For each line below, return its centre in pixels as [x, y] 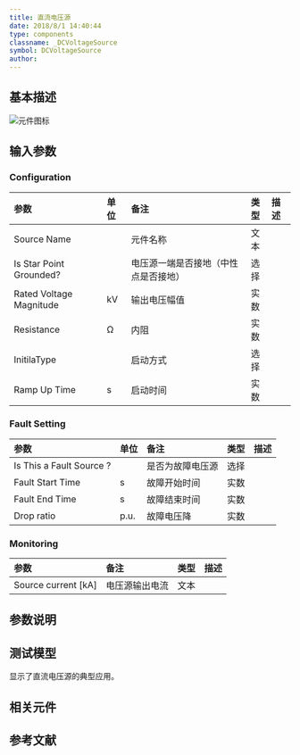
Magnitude [37, 304]
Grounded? [37, 275]
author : [24, 59]
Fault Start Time [47, 482]
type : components [42, 34]
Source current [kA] [56, 585]
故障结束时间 [173, 499]
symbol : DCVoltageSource [55, 51]
